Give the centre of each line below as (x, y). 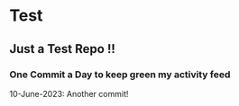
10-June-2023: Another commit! (69, 93)
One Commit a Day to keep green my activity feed (120, 75)
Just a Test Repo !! (62, 49)
